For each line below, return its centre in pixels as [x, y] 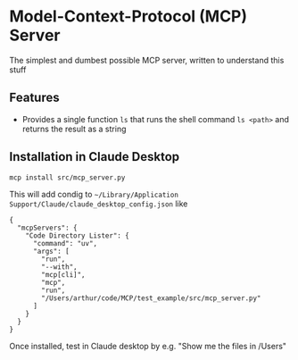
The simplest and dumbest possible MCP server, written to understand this [147, 60]
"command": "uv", [65, 243]
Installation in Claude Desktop [95, 157]
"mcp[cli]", [64, 274]
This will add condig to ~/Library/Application [94, 194]
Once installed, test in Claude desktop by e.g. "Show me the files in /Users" [148, 346]
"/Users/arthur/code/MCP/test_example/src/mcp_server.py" [151, 298]
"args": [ [51, 251]
